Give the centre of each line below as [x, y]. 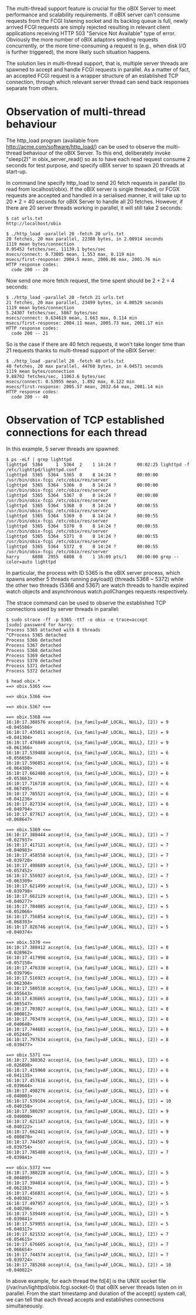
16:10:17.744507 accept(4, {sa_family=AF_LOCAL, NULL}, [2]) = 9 [87, 1142]
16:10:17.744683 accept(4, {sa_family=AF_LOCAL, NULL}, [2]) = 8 [87, 1029]
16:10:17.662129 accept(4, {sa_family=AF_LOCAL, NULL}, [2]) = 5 [87, 896]
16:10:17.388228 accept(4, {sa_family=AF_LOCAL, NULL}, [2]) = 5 [87, 1173]
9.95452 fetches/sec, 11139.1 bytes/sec [56, 249]
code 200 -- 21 [30, 333]
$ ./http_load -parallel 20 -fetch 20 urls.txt [65, 234]
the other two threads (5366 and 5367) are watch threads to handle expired [97, 585]
